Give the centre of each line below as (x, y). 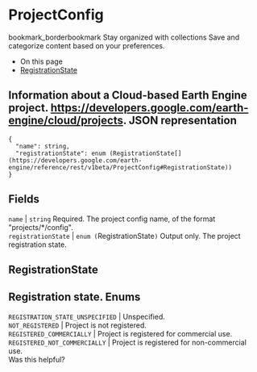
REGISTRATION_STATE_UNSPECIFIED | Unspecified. (87, 316)
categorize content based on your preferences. (87, 45)
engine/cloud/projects (66, 121)
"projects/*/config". (41, 227)
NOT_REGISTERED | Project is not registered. (78, 325)
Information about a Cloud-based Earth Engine (128, 96)
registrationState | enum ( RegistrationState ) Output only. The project (124, 236)
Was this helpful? (37, 359)
